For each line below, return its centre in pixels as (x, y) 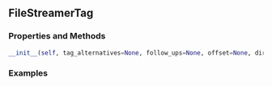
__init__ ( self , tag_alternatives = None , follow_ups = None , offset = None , (130, 53)
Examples (28, 73)
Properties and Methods (57, 36)
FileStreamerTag (51, 13)
